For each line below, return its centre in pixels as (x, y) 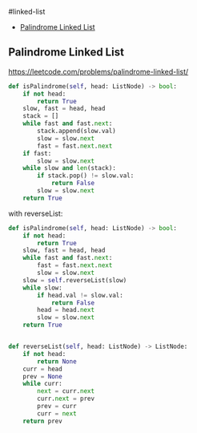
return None (57, 361)
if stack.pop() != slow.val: (86, 176)
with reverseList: (36, 213)
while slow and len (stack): (69, 168)
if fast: (37, 153)
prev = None (42, 376)
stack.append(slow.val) (76, 132)
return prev (42, 421)
